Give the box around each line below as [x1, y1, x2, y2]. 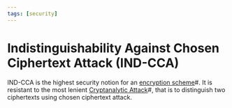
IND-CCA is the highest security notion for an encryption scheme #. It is [7, 78, 213, 86]
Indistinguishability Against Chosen [7, 40, 220, 56]
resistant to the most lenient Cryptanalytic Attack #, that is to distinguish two [7, 85, 226, 94]
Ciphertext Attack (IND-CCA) [7, 55, 180, 70]
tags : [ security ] [7, 10, 58, 17]
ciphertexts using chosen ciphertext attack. [7, 93, 133, 101]
